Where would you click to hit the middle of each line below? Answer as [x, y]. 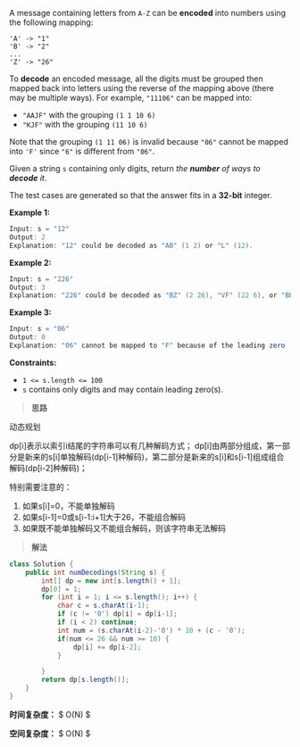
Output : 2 [28, 237]
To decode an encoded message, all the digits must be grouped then [136, 79]
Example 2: [30, 262]
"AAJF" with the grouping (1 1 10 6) [89, 115]
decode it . [28, 178]
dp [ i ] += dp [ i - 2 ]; [107, 647]
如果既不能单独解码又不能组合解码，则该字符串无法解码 [124, 528]
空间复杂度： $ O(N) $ [50, 733]
